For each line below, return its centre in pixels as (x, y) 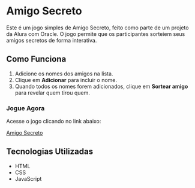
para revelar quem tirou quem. (52, 93)
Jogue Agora (25, 108)
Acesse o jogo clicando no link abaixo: (54, 122)
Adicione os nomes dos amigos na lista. (64, 74)
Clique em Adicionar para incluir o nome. (66, 80)
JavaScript (28, 178)
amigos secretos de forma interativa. (52, 40)
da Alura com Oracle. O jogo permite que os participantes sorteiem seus (96, 34)
